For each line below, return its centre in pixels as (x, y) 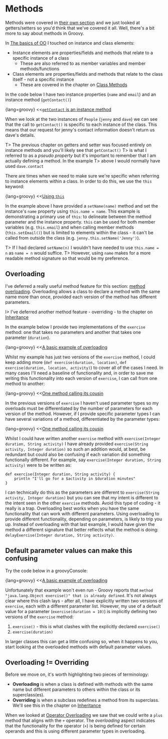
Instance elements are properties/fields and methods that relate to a (83, 53)
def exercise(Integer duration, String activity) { (60, 474)
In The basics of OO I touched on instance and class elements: (70, 43)
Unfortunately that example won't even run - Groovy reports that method (79, 590)
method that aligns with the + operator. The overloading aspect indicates (80, 720)
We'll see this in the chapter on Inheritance (57, 705)
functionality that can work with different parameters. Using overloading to (82, 513)
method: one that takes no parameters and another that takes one (73, 332)
